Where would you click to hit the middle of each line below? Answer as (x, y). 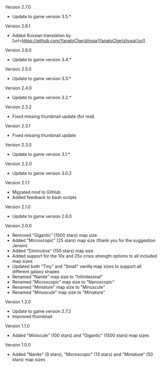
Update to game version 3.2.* (42, 97)
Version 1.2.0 (18, 302)
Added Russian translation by (42, 35)
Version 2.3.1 (18, 126)
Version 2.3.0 (18, 145)
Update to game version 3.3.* (42, 78)
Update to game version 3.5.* (42, 16)
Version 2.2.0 (18, 164)
